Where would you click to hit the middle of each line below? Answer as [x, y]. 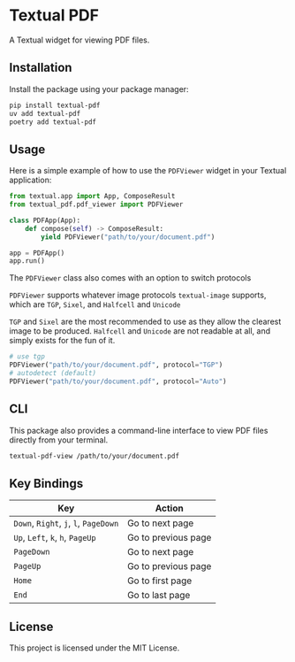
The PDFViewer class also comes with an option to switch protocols [130, 278]
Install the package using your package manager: [99, 89]
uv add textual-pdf [45, 113]
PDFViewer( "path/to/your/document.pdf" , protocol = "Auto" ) [118, 381]
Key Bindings [46, 483]
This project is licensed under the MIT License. [95, 648]
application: [30, 180]
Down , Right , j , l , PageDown [66, 523]
